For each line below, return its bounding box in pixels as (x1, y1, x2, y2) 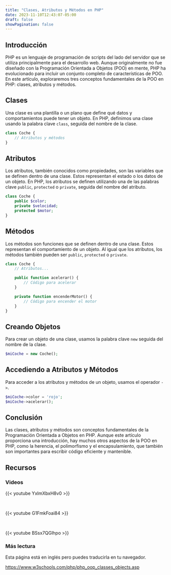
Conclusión (5, 413, 43, 422)
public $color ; (14, 199, 47, 204)
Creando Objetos (5, 323, 61, 331)
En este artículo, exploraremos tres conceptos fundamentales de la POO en (5, 76, 164, 82)
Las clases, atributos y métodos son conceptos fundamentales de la (5, 427, 149, 433)
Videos (5, 478, 23, 486)
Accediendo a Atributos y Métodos (5, 365, 118, 374)
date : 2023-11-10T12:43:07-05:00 (5, 12, 77, 17)
